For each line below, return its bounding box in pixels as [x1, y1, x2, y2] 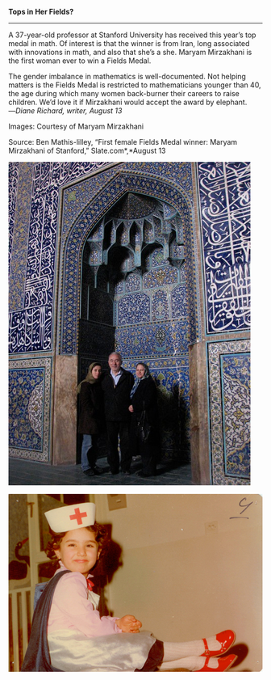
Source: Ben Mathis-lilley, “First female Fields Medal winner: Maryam [8, 137, 238, 146]
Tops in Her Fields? [8, 7, 74, 16]
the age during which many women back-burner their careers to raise [8, 89, 240, 98]
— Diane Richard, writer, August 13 [8, 106, 123, 116]
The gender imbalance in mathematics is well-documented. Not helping [8, 72, 246, 81]
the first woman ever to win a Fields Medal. [8, 56, 152, 65]
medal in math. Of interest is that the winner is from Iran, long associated [8, 39, 250, 48]
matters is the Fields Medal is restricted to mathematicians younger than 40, [8, 80, 261, 90]
